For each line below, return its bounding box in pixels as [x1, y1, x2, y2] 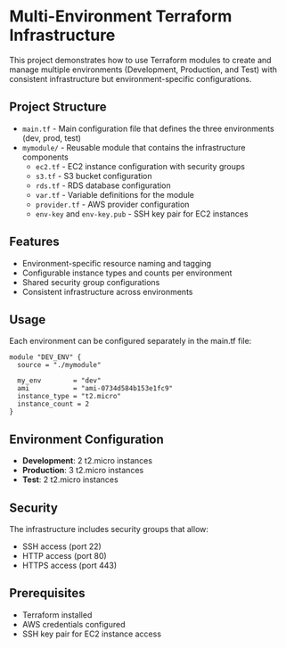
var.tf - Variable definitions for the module [35, 189, 194, 200]
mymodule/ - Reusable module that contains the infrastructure [21, 142, 247, 152]
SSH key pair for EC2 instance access [21, 628, 162, 639]
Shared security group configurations [21, 276, 160, 287]
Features [9, 234, 60, 250]
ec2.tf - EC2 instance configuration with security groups [35, 160, 245, 171]
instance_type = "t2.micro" [17, 392, 122, 401]
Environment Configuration [9, 431, 164, 447]
